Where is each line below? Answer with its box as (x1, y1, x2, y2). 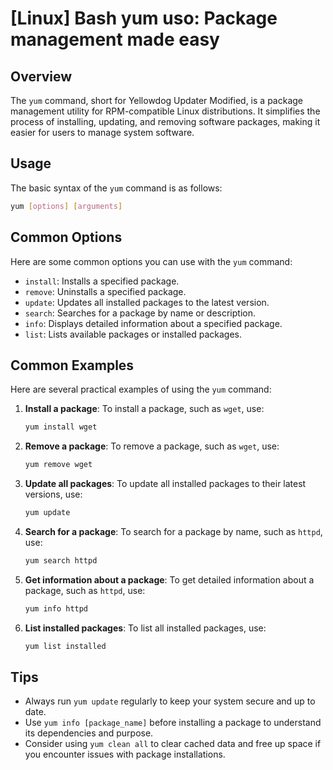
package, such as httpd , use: (24, 584, 146, 596)
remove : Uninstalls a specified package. (24, 285, 187, 297)
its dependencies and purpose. (24, 727, 154, 739)
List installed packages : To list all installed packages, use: (24, 622, 267, 634)
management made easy (10, 28, 220, 51)
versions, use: (24, 488, 83, 501)
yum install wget (24, 422, 98, 432)
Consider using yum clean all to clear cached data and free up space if (24, 738, 322, 750)
